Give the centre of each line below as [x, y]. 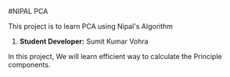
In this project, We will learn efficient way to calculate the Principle [115, 56]
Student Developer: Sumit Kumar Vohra [84, 41]
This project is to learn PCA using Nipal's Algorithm [91, 26]
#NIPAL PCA [28, 11]
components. [29, 65]
